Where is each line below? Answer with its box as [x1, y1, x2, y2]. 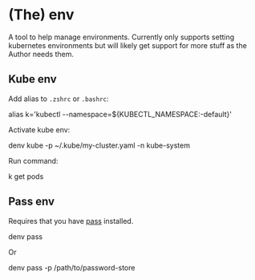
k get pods [8, 171, 44, 181]
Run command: [8, 156, 59, 165]
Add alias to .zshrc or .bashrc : [8, 94, 110, 103]
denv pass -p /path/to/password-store [8, 262, 136, 272]
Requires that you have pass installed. [8, 216, 134, 225]
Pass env [8, 195, 55, 209]
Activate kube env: [8, 124, 71, 134]
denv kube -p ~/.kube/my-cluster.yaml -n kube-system [8, 140, 191, 150]
